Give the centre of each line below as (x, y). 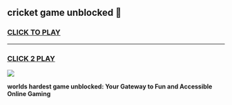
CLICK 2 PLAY (31, 58)
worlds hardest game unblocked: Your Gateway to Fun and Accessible (110, 86)
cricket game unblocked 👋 (65, 13)
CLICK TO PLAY (34, 32)
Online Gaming (29, 93)
